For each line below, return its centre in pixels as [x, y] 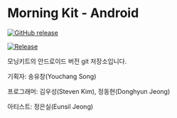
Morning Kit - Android [73, 13]
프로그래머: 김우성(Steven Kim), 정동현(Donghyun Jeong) [89, 91]
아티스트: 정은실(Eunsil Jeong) [50, 106]
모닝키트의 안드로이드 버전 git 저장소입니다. [67, 61]
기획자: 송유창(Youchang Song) [52, 76]
